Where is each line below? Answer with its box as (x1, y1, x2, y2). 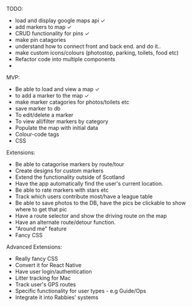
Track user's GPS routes (15, 281, 76, 288)
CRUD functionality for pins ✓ (15, 30, 90, 37)
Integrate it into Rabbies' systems (15, 294, 99, 301)
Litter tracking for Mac (15, 274, 71, 282)
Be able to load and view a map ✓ (15, 86, 100, 93)
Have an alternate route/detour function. (15, 218, 116, 226)
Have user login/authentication (15, 268, 92, 275)
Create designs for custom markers (15, 167, 104, 174)
